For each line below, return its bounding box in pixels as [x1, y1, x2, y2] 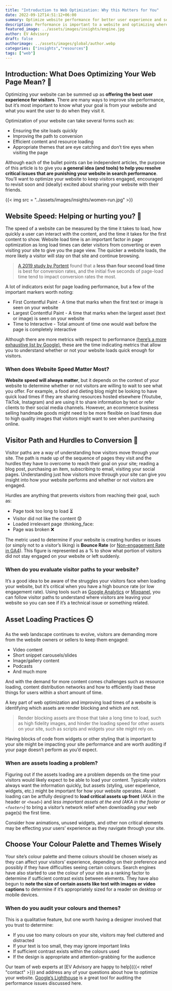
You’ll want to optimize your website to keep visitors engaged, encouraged [5, 176, 163, 182]
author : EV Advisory [5, 31, 50, 37]
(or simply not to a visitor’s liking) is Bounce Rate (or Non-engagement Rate [5, 542, 165, 548]
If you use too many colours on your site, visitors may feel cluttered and [12, 932, 164, 938]
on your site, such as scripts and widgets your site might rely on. [17, 726, 155, 732]
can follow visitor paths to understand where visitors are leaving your [5, 594, 151, 600]
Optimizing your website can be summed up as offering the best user [5, 91, 153, 98]
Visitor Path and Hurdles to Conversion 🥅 [5, 436, 138, 445]
